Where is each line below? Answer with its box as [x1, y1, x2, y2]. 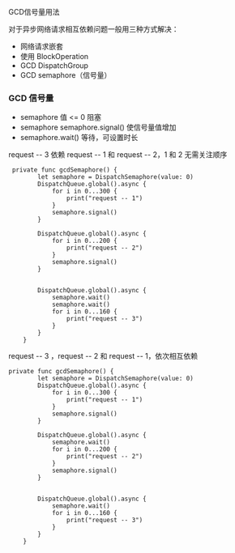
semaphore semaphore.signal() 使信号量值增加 [19, 122, 177, 132]
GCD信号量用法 [8, 7, 60, 16]
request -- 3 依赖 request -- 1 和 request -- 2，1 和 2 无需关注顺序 [8, 150, 228, 160]
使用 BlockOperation [19, 52, 89, 61]
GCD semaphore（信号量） [19, 70, 112, 79]
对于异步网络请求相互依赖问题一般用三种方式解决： [8, 24, 179, 34]
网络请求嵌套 [19, 41, 63, 51]
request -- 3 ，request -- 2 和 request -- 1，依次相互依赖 [8, 351, 199, 361]
